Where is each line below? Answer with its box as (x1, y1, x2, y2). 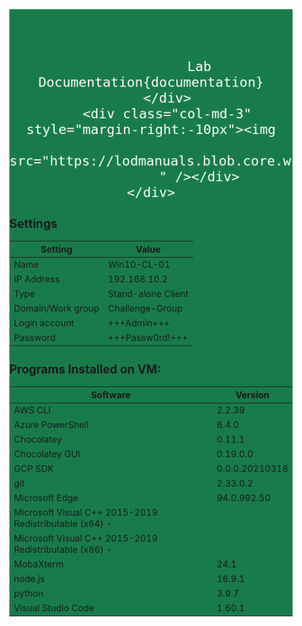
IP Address (13, 273, 60, 285)
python (13, 586, 44, 599)
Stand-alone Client (107, 287, 189, 300)
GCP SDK (13, 462, 54, 475)
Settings (9, 216, 58, 232)
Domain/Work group (13, 301, 100, 314)
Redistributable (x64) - (13, 517, 112, 530)
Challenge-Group (107, 301, 183, 314)
